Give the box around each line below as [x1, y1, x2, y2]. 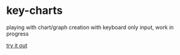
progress [6, 30, 29, 37]
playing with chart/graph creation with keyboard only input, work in [6, 24, 174, 31]
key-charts [6, 4, 63, 18]
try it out [6, 42, 28, 49]
